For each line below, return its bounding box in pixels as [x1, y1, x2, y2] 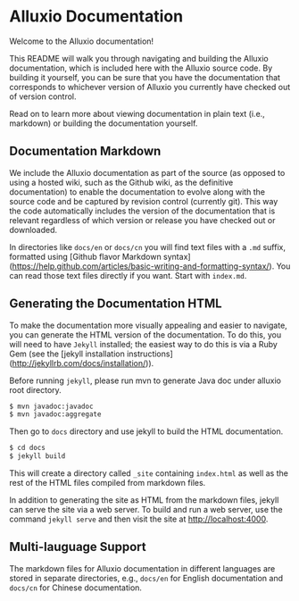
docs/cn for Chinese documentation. [9, 582, 143, 593]
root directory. [9, 384, 62, 395]
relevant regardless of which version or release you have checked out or [9, 214, 276, 225]
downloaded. [9, 224, 58, 235]
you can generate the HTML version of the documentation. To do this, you [9, 329, 282, 340]
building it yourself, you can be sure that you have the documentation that [9, 71, 281, 82]
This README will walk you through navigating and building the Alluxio [9, 53, 270, 63]
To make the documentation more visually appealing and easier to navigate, [9, 320, 287, 330]
